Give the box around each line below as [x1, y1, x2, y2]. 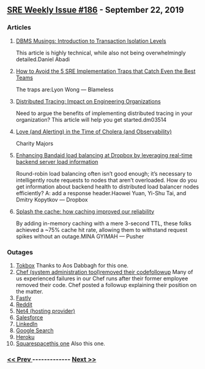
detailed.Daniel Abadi [15, 55, 70, 63]
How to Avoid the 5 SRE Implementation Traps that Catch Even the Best [15, 67, 196, 75]
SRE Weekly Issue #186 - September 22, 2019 [7, 5, 184, 15]
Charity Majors [15, 140, 54, 147]
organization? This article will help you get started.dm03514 [15, 116, 167, 123]
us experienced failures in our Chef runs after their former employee [15, 275, 188, 282]
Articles [7, 23, 31, 32]
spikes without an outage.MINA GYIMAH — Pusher [15, 233, 144, 240]
